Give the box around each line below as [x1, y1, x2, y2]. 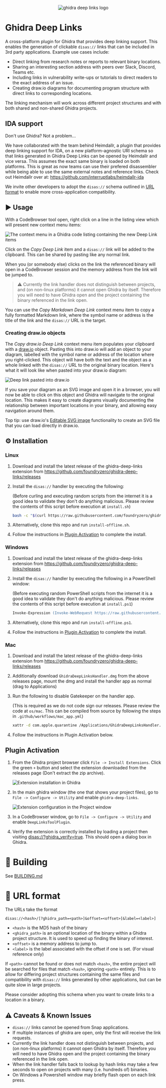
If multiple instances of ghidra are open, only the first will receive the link [12, 1030, 161, 1036]
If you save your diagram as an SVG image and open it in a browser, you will [5, 386, 160, 392]
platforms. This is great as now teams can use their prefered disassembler [5, 163, 157, 169]
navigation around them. [5, 408, 55, 413]
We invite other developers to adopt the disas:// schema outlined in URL [5, 184, 155, 190]
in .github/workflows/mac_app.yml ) [12, 713, 84, 719]
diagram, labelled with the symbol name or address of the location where [5, 351, 155, 357]
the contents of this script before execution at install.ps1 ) [12, 601, 133, 607]
